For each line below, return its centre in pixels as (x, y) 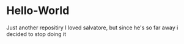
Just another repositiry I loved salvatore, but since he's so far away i (92, 28)
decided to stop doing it (36, 34)
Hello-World (38, 11)
